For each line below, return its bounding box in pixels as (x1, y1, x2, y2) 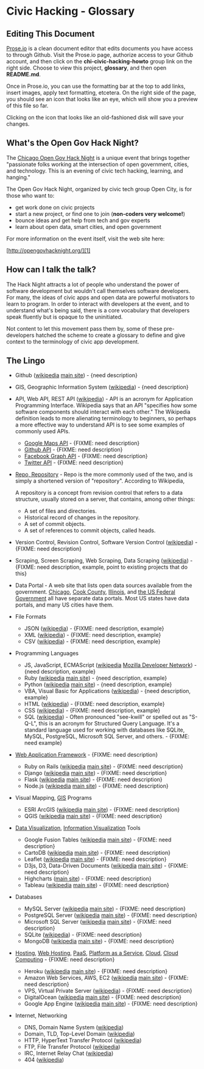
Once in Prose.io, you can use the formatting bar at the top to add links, (6, 82, 186, 90)
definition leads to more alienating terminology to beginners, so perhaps (15, 415, 197, 422)
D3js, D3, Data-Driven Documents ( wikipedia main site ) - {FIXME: (24, 862, 189, 869)
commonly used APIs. (15, 428, 70, 435)
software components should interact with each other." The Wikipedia (15, 408, 191, 416)
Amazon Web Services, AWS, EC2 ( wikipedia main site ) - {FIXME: (24, 974, 189, 982)
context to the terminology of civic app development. (6, 337, 139, 345)
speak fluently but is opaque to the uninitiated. (6, 313, 123, 320)
